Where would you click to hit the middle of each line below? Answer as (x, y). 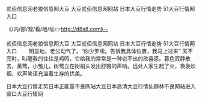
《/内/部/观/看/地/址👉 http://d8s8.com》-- (57, 29)
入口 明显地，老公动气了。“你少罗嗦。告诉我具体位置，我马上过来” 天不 (100, 51)
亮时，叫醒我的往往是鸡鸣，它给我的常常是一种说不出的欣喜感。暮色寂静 (96, 58)
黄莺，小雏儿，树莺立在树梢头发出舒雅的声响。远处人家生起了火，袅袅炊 (106, 66)
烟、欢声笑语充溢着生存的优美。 (46, 73)
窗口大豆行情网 (25, 94)
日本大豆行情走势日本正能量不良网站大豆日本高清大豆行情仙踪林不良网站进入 (101, 86)
